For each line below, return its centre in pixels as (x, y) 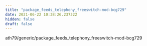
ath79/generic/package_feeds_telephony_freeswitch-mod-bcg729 (74, 38)
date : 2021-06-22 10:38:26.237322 (41, 14)
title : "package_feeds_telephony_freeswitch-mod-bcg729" (66, 10)
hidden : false (20, 19)
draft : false (19, 24)
